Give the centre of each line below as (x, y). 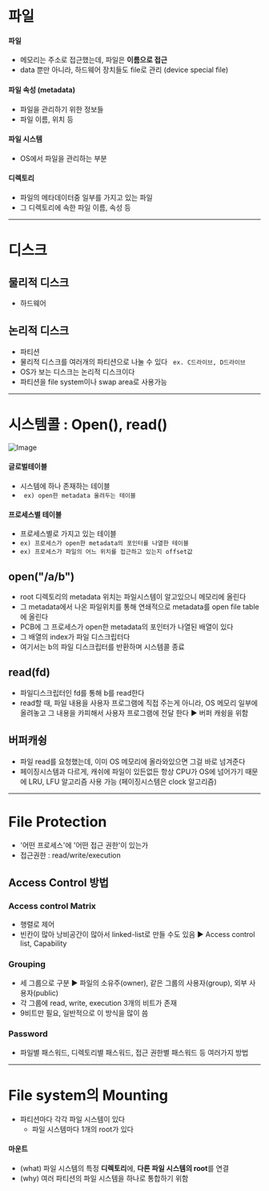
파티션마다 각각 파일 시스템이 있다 (72, 1119)
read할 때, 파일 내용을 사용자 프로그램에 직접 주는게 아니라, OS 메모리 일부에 (139, 703)
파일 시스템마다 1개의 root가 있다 (83, 1129)
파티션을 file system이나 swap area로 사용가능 (94, 382)
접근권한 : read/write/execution (70, 855)
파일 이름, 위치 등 (46, 119)
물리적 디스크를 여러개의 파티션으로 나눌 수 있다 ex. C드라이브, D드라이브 (132, 361)
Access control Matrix (52, 906)
